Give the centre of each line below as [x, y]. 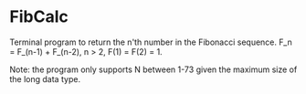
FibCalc [39, 17]
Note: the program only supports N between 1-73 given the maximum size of [153, 69]
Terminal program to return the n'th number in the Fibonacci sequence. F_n [151, 42]
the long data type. [45, 78]
